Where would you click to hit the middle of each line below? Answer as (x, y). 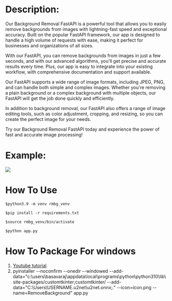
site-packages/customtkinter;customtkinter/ (59, 282)
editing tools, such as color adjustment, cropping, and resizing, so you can (84, 114)
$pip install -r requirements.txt (42, 213)
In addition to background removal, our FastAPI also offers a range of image (85, 108)
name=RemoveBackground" (43, 293)
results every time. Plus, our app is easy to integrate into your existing (79, 66)
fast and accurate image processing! (44, 134)
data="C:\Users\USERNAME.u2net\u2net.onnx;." (64, 287)
